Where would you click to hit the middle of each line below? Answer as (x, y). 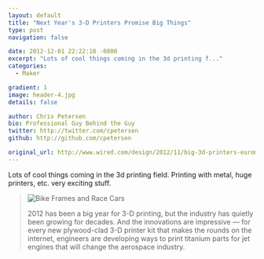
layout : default (35, 15)
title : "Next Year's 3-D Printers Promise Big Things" (100, 23)
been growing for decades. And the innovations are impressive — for (139, 221)
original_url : (31, 152)
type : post (26, 30)
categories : (27, 66)
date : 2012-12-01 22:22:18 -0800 (63, 52)
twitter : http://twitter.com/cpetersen (73, 131)
